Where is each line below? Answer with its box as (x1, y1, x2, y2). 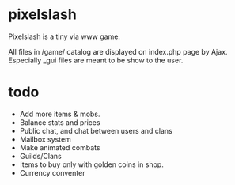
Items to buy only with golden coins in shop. (19, 160, 164, 169)
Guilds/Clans (19, 151, 62, 160)
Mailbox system (19, 134, 71, 144)
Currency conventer (19, 168, 85, 177)
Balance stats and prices (19, 117, 100, 127)
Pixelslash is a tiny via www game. (8, 32, 121, 41)
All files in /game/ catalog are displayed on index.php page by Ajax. (8, 47, 228, 56)
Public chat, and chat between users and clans (19, 126, 172, 135)
